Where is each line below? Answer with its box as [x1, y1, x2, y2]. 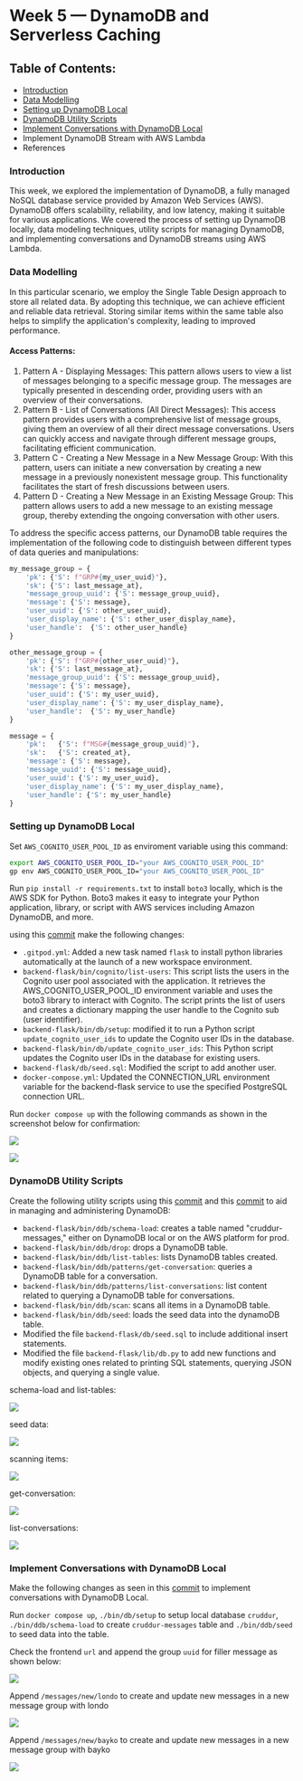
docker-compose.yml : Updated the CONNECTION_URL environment [22, 1071, 270, 1082]
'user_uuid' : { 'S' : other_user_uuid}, [25, 606, 172, 615]
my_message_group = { [9, 564, 91, 573]
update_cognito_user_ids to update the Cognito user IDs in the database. [22, 1033, 295, 1044]
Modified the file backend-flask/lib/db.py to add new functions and [22, 1348, 277, 1358]
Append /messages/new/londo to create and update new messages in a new [9, 1691, 289, 1701]
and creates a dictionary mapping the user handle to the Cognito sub [22, 1005, 279, 1015]
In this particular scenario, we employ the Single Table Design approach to [9, 286, 287, 297]
